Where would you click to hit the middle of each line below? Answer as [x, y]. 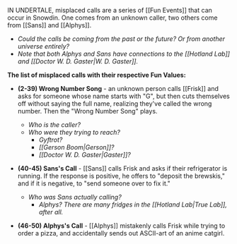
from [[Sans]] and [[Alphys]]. [50, 25]
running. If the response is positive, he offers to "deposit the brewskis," [121, 176]
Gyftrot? [51, 140]
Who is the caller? [54, 125]
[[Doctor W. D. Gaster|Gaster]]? [85, 155]
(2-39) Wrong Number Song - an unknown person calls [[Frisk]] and [118, 89]
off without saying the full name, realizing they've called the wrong [115, 104]
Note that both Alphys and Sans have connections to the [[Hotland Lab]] [123, 54]
